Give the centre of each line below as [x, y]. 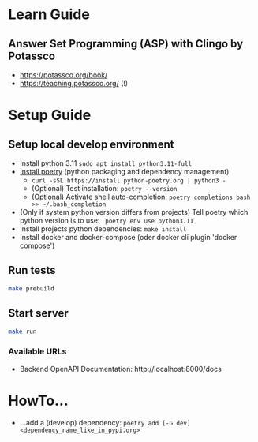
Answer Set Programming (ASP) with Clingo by [126, 44]
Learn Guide [49, 15]
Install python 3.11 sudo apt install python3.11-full [105, 163]
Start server [38, 313]
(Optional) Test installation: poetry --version [104, 188]
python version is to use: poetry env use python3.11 [107, 220]
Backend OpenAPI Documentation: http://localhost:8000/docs [121, 369]
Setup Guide [50, 115]
